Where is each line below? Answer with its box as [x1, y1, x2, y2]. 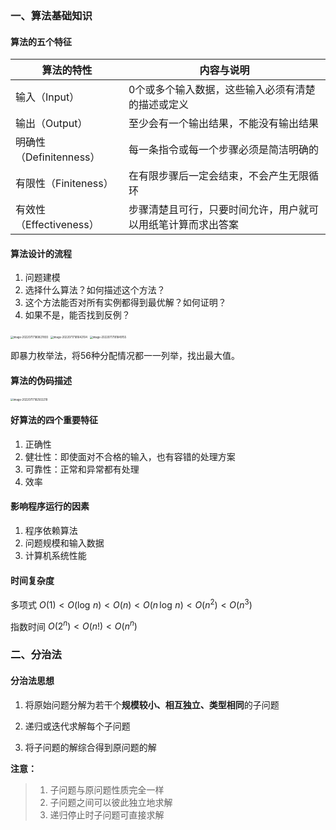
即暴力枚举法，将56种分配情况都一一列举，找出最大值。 [10, 350, 240, 362]
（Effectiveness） [15, 218, 100, 232]
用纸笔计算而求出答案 [138, 218, 240, 232]
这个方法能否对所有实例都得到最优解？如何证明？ [24, 297, 227, 309]
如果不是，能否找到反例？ [24, 309, 131, 321]
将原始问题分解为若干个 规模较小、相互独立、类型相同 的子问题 [24, 698, 280, 711]
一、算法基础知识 [10, 8, 93, 22]
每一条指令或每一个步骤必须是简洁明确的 [128, 143, 320, 157]
